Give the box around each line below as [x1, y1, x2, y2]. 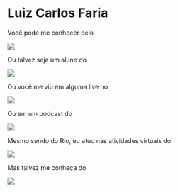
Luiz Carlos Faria [7, 5, 109, 21]
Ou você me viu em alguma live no [7, 82, 109, 91]
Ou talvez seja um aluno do [7, 55, 87, 64]
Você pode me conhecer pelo [7, 28, 94, 37]
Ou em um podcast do [7, 109, 73, 118]
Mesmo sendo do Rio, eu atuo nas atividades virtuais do [7, 136, 172, 145]
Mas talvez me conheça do [7, 163, 87, 171]
